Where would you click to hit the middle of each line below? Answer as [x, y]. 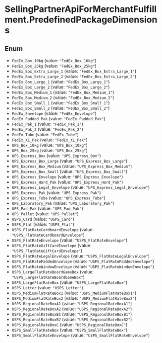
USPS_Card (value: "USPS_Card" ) [43, 219]
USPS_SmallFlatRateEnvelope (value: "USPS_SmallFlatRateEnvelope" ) [81, 335]
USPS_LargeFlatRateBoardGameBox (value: [53, 272]
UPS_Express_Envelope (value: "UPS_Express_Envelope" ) [67, 177]
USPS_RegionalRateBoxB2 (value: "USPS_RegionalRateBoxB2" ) [72, 319]
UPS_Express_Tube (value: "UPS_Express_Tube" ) [58, 198]
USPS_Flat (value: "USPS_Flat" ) [43, 224]
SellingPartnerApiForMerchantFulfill [81, 9]
